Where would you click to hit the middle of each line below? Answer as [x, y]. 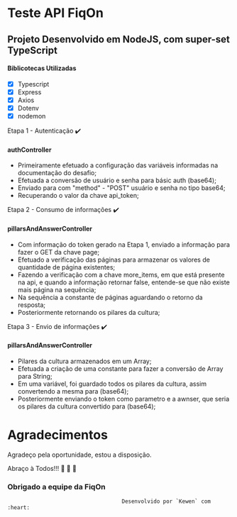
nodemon [32, 116]
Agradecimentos [58, 435]
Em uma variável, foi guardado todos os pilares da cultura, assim [112, 384]
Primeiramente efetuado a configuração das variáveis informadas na [118, 165]
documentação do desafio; [57, 173]
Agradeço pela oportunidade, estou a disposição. [79, 455]
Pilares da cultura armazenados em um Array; [84, 361]
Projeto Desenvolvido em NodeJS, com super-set [119, 39]
